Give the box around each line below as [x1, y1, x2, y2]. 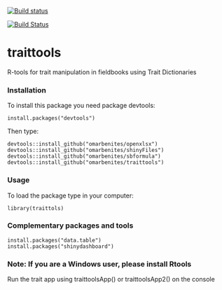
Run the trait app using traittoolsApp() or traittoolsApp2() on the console [7, 275, 215, 284]
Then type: [7, 127, 39, 136]
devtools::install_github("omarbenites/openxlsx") [7, 141, 158, 148]
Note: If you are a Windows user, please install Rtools [7, 259, 192, 269]
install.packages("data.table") [7, 237, 102, 244]
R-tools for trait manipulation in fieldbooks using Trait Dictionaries [7, 67, 197, 76]
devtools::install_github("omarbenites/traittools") [7, 159, 165, 166]
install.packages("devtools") [7, 115, 96, 122]
